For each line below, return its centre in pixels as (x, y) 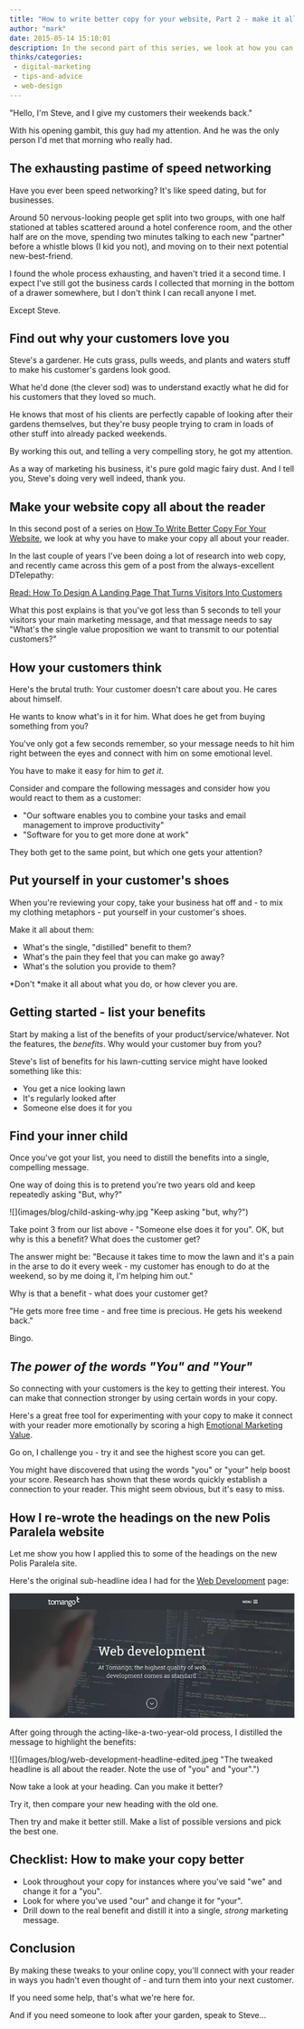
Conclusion (43, 1949)
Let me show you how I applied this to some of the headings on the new (143, 1554)
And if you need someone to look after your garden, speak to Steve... (138, 2015)
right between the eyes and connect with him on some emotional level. (141, 753)
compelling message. (49, 1167)
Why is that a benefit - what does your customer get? (109, 1293)
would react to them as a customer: (76, 798)
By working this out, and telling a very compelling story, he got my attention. (151, 452)
